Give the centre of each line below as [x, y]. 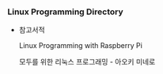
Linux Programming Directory [65, 12]
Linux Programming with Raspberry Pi [81, 46]
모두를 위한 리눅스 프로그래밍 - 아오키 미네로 [87, 62]
